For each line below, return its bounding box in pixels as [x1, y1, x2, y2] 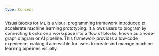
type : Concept [5, 7, 34, 12]
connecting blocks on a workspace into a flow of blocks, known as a [5, 30, 142, 36]
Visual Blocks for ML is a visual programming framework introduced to [5, 20, 146, 26]
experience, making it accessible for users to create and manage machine [5, 40, 153, 46]
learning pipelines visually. [5, 45, 58, 51]
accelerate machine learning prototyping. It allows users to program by [5, 25, 147, 31]
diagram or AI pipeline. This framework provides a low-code [17, 35, 138, 41]
